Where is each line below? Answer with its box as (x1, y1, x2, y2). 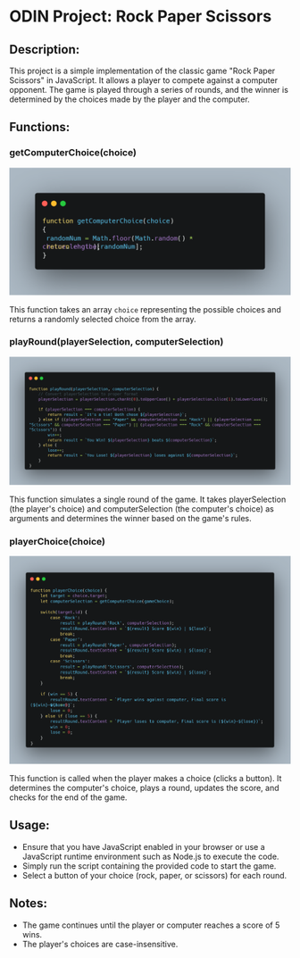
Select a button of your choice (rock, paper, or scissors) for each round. (21, 870, 287, 880)
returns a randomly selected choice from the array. (9, 313, 196, 324)
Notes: (9, 896, 47, 912)
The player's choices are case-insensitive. (21, 938, 179, 949)
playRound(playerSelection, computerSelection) (9, 336, 224, 348)
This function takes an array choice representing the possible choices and (9, 304, 281, 314)
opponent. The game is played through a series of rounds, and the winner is (9, 85, 288, 95)
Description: (9, 42, 80, 57)
